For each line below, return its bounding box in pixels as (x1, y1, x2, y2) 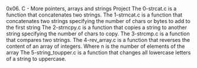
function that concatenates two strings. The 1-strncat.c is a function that (6, 11, 183, 18)
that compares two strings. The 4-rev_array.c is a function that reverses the (6, 37, 190, 43)
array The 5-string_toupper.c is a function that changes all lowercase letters (6, 49, 191, 56)
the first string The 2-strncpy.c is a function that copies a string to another (6, 24, 188, 31)
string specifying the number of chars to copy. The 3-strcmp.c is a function (6, 30, 190, 37)
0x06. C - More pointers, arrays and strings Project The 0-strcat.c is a (6, 5, 177, 12)
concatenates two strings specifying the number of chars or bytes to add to (6, 18, 190, 24)
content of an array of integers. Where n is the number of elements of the (6, 43, 185, 50)
